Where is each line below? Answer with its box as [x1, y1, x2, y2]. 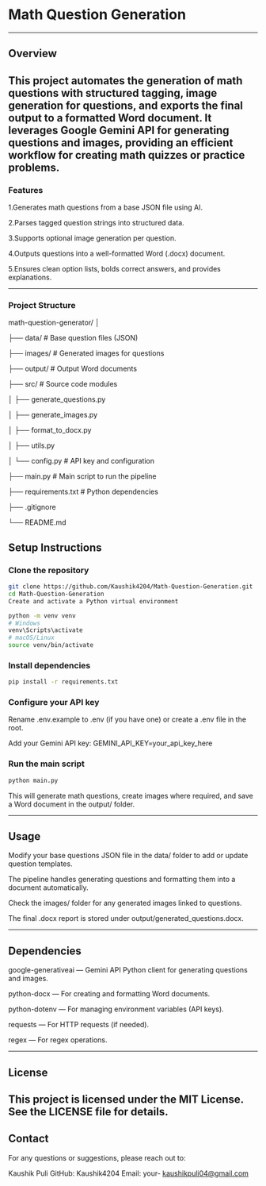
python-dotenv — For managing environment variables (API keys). [8, 1004, 224, 1014]
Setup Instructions [8, 541, 102, 554]
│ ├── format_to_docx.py [8, 425, 92, 435]
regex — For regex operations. [8, 1035, 108, 1045]
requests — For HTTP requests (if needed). [8, 1020, 150, 1030]
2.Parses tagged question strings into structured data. [8, 218, 184, 228]
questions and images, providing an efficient [8, 136, 234, 149]
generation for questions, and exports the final [8, 98, 244, 112]
